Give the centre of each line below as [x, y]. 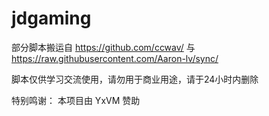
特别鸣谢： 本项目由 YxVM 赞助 [76, 100]
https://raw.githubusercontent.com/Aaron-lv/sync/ [115, 58]
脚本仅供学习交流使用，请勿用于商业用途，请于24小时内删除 [135, 79]
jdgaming [51, 18]
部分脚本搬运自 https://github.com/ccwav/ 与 [103, 47]
